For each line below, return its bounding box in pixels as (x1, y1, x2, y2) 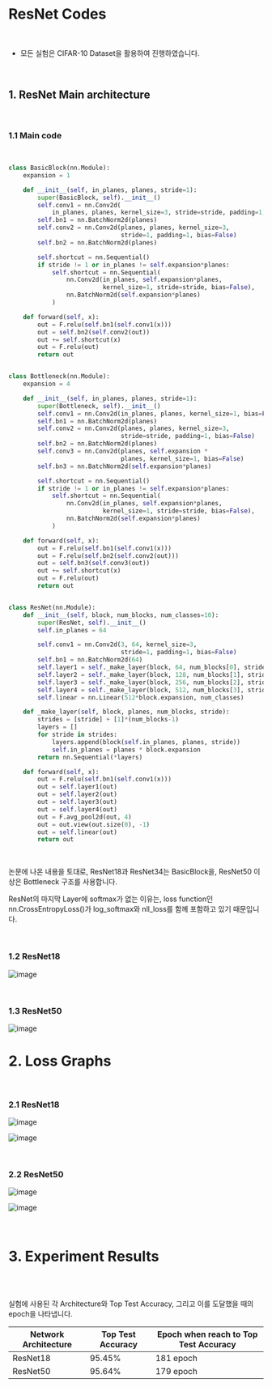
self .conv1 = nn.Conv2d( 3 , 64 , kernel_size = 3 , (37, 640, 198, 649)
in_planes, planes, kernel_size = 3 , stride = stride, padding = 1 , (51, 208, 266, 217)
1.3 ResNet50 (8, 1005, 62, 1016)
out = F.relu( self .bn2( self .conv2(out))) (37, 551, 180, 559)
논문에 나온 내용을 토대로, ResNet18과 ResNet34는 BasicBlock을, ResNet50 (8, 867, 253, 877)
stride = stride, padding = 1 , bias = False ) (120, 432, 255, 440)
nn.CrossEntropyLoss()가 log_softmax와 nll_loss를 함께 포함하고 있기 (8, 904, 232, 914)
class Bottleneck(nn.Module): (8, 372, 111, 381)
